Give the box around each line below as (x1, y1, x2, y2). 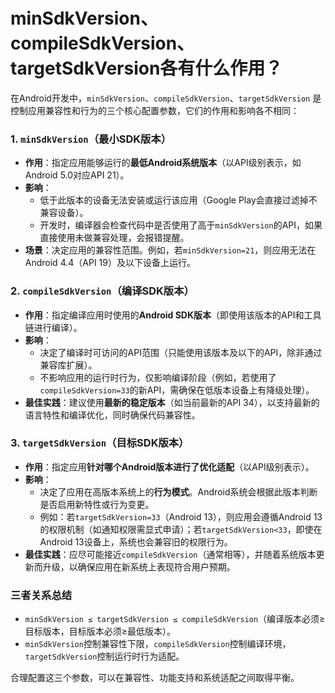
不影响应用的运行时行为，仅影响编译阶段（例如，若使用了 (39, 371, 277, 383)
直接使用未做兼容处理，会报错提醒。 (39, 232, 190, 244)
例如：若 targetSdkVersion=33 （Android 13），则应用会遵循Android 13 (39, 510, 323, 523)
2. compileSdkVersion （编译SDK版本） (10, 284, 195, 298)
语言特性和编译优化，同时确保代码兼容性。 (24, 409, 201, 421)
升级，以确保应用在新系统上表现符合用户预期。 (42, 560, 236, 573)
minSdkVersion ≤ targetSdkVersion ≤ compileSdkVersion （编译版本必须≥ (24, 613, 326, 625)
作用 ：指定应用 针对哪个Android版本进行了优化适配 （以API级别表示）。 (24, 460, 315, 473)
